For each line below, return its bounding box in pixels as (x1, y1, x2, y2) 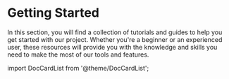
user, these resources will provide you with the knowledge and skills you (7, 43, 218, 51)
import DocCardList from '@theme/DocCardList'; (7, 64, 149, 72)
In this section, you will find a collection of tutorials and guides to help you (7, 28, 223, 36)
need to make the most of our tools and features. (7, 50, 149, 59)
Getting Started (7, 5, 100, 21)
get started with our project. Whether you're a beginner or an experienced (7, 35, 223, 43)
